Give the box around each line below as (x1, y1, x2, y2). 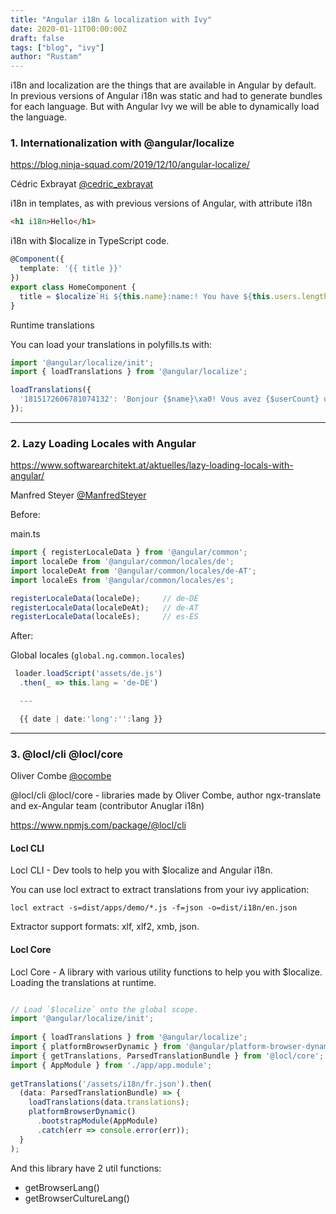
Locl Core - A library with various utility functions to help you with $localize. (10, 966, 323, 978)
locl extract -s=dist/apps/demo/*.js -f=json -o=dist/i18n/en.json (10, 903, 298, 913)
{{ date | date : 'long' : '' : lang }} (19, 714, 163, 724)
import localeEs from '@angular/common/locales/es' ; (10, 575, 235, 585)
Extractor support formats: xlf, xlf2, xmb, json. (10, 921, 200, 933)
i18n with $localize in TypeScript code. (10, 235, 170, 247)
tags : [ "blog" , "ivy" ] (10, 42, 105, 53)
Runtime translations (10, 319, 95, 331)
